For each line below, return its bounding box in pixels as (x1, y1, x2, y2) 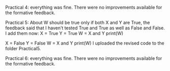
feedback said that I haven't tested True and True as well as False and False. (5, 25, 165, 31)
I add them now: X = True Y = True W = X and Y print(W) (5, 30, 123, 36)
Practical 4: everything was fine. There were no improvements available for (5, 5, 162, 10)
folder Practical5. (5, 46, 41, 51)
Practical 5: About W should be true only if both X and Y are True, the (5, 20, 150, 25)
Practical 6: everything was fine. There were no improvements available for (5, 55, 162, 61)
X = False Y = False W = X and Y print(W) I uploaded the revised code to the (5, 40, 164, 46)
